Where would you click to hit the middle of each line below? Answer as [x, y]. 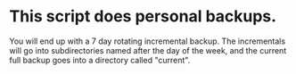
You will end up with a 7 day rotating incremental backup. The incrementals [148, 41]
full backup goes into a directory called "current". [100, 60]
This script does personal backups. [143, 16]
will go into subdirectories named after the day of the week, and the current [148, 50]
